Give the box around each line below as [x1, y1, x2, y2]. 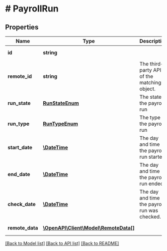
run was [139, 207, 159, 214]
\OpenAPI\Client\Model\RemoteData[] [43, 225, 135, 231]
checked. [139, 213, 162, 220]
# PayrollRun [5, 3, 59, 14]
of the [139, 73, 154, 80]
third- [150, 60, 164, 67]
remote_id [7, 73, 32, 80]
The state [139, 93, 162, 100]
